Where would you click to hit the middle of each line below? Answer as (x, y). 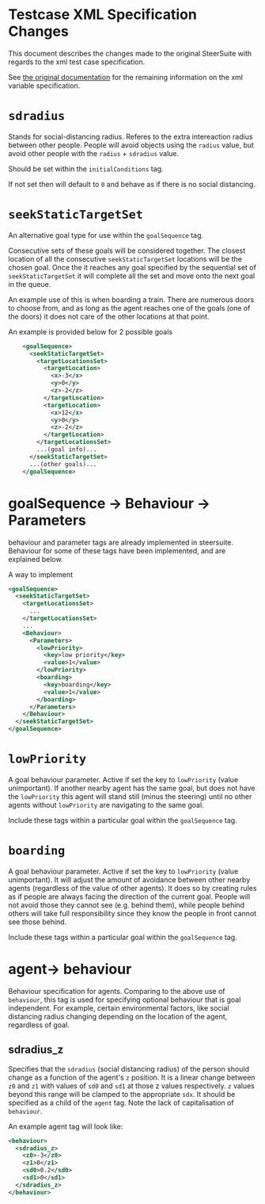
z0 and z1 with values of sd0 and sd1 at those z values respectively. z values (132, 1086)
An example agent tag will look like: (66, 1126)
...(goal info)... (67, 449)
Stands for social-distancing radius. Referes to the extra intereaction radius (131, 136)
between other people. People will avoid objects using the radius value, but (131, 145)
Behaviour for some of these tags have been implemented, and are (117, 550)
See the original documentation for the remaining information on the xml (126, 77)
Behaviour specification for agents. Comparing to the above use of (117, 991)
